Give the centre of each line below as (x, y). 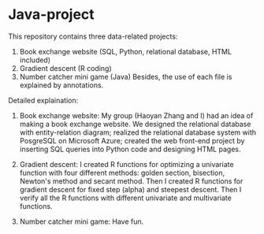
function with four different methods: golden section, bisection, (122, 173)
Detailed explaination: (43, 100)
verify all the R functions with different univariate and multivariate (126, 198)
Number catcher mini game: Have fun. (82, 221)
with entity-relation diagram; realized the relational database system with (138, 132)
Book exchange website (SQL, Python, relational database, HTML (126, 51)
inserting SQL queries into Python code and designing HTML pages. (130, 149)
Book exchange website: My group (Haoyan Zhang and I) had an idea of (136, 115)
